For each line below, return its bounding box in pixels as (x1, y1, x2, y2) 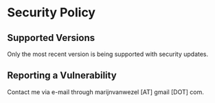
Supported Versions (7, 32, 95, 44)
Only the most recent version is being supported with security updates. (7, 50, 209, 58)
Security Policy (7, 5, 96, 20)
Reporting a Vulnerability (7, 70, 117, 81)
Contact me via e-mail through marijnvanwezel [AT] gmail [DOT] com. (7, 87, 205, 96)
